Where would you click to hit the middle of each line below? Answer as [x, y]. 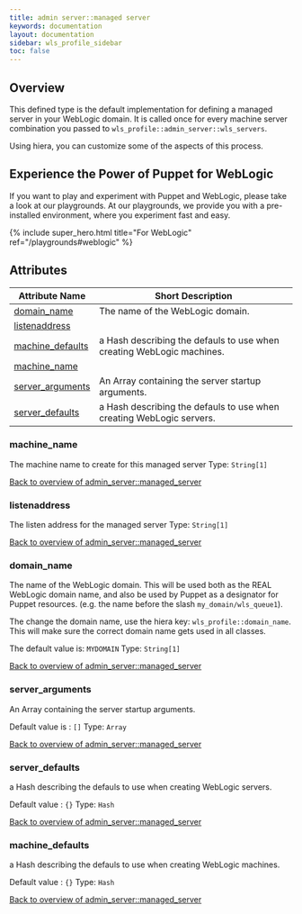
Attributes [38, 271]
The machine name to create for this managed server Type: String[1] [138, 464]
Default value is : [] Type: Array [68, 727]
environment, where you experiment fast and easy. [137, 215]
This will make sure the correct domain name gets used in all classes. [138, 631]
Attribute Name [52, 295]
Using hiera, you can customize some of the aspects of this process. [136, 146]
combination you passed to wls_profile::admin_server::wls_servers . [138, 128]
